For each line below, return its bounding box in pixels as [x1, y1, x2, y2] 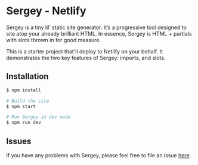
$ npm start [6, 103, 36, 109]
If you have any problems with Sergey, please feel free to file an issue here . [6, 151, 191, 158]
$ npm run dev [6, 120, 42, 126]
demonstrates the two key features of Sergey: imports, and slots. [6, 54, 166, 61]
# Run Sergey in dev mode [6, 114, 70, 120]
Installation [6, 71, 49, 81]
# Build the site [6, 98, 49, 104]
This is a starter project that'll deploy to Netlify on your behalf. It [6, 47, 163, 55]
